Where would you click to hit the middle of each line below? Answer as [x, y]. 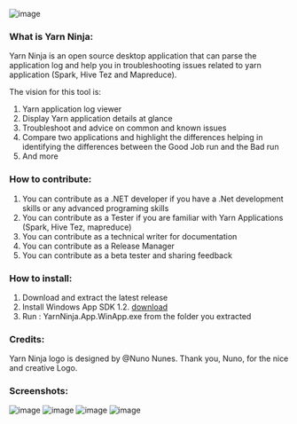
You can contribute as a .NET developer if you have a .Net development [152, 199]
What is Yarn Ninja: [51, 36]
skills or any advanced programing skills [95, 208]
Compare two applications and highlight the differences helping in [142, 137]
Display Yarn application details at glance [97, 119]
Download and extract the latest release [95, 297]
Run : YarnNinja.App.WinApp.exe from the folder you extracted [137, 316]
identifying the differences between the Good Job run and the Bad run [150, 147]
